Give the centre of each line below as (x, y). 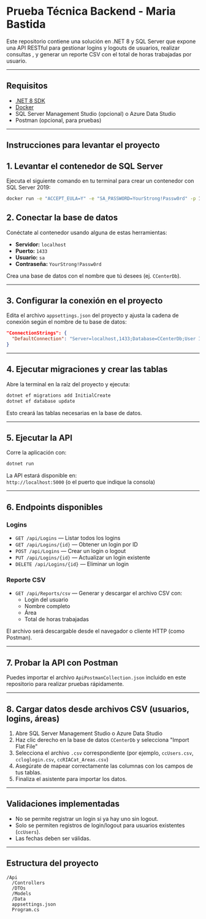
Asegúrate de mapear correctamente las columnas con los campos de (104, 766)
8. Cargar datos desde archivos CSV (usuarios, (98, 709)
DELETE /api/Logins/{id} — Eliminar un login (72, 564)
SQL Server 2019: (29, 187)
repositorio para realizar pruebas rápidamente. (65, 684)
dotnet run (20, 464)
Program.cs (26, 909)
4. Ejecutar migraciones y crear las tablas (87, 369)
